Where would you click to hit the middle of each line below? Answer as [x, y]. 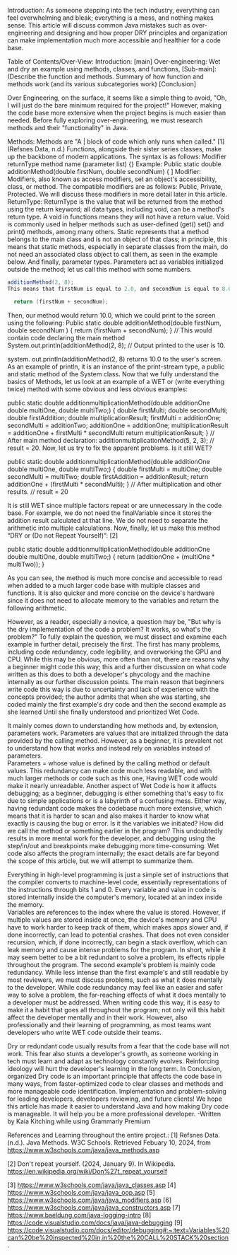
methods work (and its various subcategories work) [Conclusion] [102, 84]
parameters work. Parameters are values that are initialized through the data [118, 733]
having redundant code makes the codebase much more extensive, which [115, 808]
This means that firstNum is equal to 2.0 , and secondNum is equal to [113, 289]
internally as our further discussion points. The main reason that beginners [116, 681]
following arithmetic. [37, 608]
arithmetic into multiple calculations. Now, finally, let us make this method [114, 528]
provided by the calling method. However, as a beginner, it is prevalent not [115, 740]
